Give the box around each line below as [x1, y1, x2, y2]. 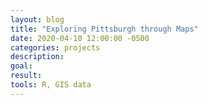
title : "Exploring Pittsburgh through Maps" [10, 24, 199, 34]
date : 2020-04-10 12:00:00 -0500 [10, 33, 150, 43]
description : [10, 52, 65, 62]
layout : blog [10, 14, 65, 25]
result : [10, 71, 43, 81]
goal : [10, 61, 33, 71]
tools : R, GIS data [10, 80, 92, 90]
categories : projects [10, 42, 101, 53]
